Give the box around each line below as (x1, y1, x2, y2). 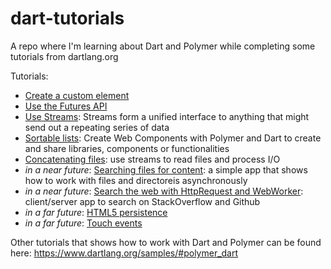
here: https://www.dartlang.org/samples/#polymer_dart (10, 247, 239, 259)
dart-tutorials (10, 7, 125, 30)
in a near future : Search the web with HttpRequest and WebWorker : (24, 185, 304, 197)
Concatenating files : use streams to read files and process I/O (24, 153, 281, 165)
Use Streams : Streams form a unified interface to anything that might (24, 110, 310, 122)
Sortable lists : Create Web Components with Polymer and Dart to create (24, 132, 322, 144)
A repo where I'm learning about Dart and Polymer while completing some (10, 40, 316, 52)
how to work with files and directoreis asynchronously (24, 174, 248, 186)
